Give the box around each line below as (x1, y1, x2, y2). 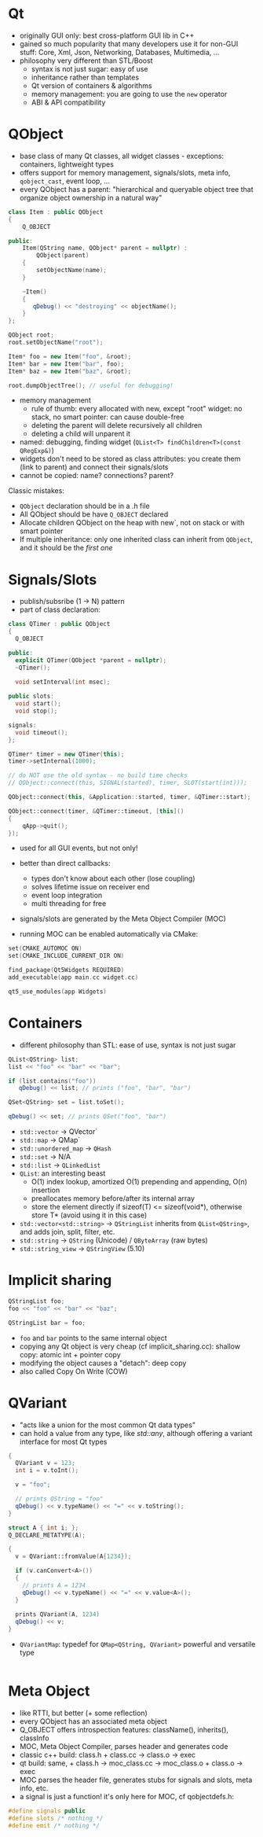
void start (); (15, 700, 61, 708)
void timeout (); (15, 728, 68, 736)
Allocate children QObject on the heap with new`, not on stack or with (19, 518, 245, 528)
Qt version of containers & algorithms (31, 80, 152, 90)
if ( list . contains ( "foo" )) (8, 1077, 97, 1085)
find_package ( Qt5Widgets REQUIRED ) (8, 966, 125, 974)
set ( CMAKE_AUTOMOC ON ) (8, 944, 82, 952)
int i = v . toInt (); (15, 1467, 79, 1474)
